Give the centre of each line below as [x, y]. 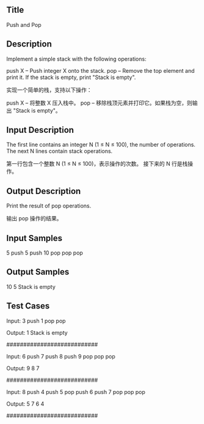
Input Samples [35, 238]
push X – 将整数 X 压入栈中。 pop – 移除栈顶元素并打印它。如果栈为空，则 [99, 103]
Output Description [44, 191]
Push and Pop [24, 24]
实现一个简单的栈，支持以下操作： [49, 90]
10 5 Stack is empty [31, 286]
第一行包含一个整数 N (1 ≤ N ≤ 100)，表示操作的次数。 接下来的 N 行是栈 [97, 164]
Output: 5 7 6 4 [25, 404]
